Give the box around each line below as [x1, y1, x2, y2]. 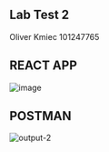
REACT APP [9, 58, 77, 74]
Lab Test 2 [9, 7, 70, 23]
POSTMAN [9, 108, 72, 124]
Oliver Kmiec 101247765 [9, 31, 100, 42]
